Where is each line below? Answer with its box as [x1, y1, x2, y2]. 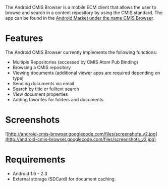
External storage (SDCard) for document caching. [12, 176, 116, 182]
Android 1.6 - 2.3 [12, 170, 47, 176]
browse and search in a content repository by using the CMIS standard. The [5, 10, 163, 16]
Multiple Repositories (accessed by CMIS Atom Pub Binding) [12, 59, 139, 65]
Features [5, 33, 43, 44]
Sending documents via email [12, 80, 74, 86]
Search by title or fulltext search [12, 86, 79, 92]
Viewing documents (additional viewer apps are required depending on [12, 70, 160, 76]
